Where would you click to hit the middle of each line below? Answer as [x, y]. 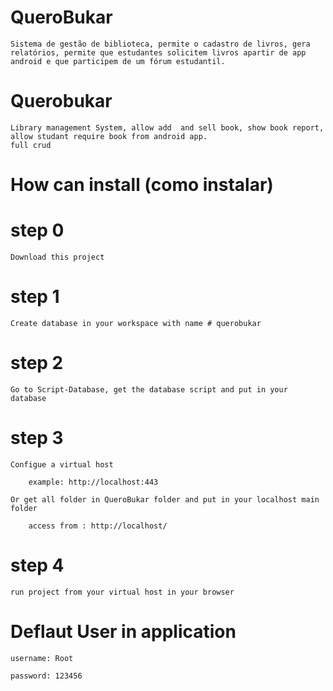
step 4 [37, 565]
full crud [31, 145]
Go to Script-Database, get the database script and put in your [149, 389]
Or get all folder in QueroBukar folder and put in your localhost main [165, 499]
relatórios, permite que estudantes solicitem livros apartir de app [158, 52]
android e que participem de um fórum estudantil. [118, 61]
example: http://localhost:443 [93, 482]
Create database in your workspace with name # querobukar [136, 323]
